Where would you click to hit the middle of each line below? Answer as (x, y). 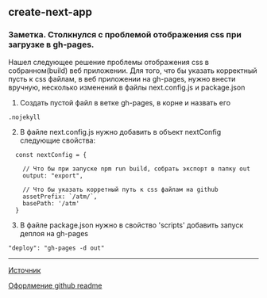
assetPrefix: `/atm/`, (60, 197)
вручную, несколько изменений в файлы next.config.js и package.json (127, 87)
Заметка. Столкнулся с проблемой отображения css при (125, 35)
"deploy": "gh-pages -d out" (56, 248)
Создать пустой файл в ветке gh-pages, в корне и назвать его (125, 102)
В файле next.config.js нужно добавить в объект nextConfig (120, 132)
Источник (25, 270)
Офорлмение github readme (55, 285)
